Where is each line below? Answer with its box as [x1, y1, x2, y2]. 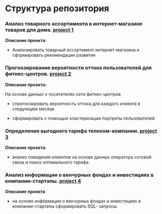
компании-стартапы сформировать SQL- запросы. [12, 203, 118, 209]
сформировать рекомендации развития [12, 52, 96, 58]
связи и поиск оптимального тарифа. [12, 159, 90, 165]
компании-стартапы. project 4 [5, 178, 81, 184]
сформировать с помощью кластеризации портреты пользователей [12, 115, 155, 121]
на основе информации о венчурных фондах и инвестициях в [12, 198, 141, 204]
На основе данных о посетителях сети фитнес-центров [5, 91, 121, 97]
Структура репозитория [5, 3, 109, 14]
